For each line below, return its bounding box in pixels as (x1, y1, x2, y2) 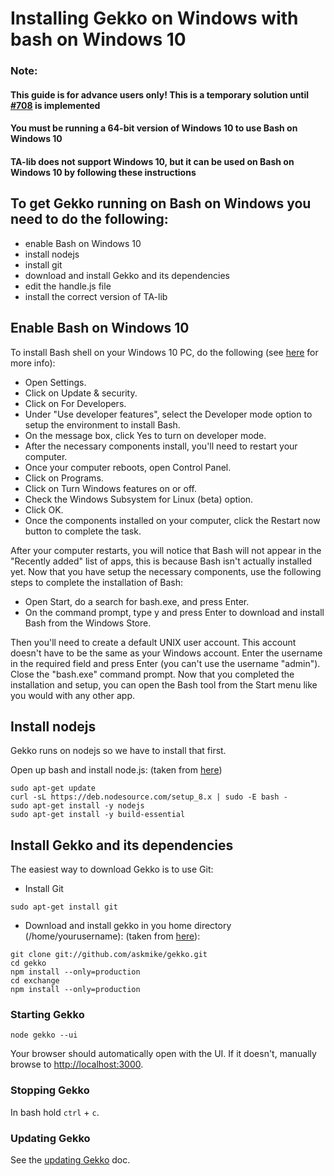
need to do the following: (10, 211, 169, 228)
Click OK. (24, 503, 64, 516)
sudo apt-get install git (10, 902, 118, 912)
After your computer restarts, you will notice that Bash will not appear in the (10, 544, 322, 556)
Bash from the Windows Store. (24, 617, 152, 629)
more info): (10, 357, 56, 369)
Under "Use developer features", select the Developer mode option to (24, 408, 313, 420)
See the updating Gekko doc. (10, 1154, 131, 1166)
